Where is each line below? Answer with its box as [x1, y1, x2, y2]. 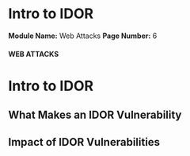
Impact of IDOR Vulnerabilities [8, 135, 161, 149]
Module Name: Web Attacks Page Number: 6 [8, 31, 158, 40]
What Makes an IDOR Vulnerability [8, 108, 182, 122]
